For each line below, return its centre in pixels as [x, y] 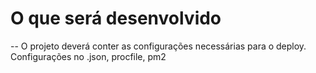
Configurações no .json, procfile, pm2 [88, 56]
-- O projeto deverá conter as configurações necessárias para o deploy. [158, 46]
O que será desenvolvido [116, 18]
